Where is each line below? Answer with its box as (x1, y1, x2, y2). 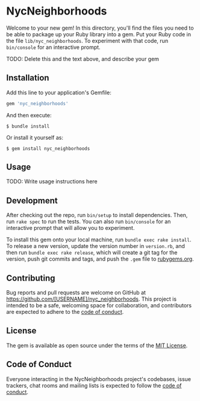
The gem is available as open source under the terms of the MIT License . (6, 342, 188, 349)
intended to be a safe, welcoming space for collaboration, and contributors (6, 302, 192, 309)
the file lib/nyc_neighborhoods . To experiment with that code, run (6, 37, 169, 44)
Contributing (6, 273, 55, 283)
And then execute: (6, 111, 52, 119)
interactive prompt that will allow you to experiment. (6, 224, 135, 232)
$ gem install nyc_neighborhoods (6, 145, 90, 152)
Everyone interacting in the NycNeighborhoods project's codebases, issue (6, 375, 192, 382)
